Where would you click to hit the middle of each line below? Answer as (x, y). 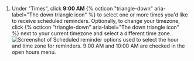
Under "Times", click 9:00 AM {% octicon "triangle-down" (82, 9)
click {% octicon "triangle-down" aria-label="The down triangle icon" (96, 27)
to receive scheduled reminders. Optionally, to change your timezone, (96, 21)
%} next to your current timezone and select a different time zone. (91, 33)
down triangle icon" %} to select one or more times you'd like (114, 15)
